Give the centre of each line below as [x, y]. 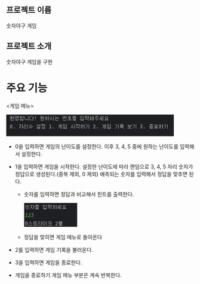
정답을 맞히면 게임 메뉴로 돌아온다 [63, 237]
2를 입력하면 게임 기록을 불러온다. [54, 249]
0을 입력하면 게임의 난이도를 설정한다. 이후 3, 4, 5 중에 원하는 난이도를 [97, 146]
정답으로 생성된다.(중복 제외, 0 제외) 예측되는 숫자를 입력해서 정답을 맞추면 [101, 174]
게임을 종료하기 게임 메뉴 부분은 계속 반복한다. [68, 275]
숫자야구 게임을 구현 [29, 61]
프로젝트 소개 [29, 46]
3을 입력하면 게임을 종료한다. [48, 262]
